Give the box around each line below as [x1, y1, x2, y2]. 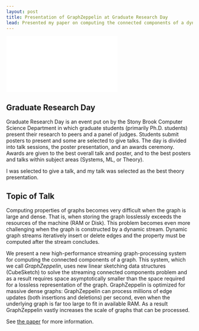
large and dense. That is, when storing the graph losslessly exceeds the [6, 213, 182, 220]
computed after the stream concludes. [6, 238, 99, 245]
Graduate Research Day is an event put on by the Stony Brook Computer [6, 118, 183, 125]
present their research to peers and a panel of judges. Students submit [6, 131, 179, 138]
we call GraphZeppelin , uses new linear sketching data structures [6, 262, 166, 269]
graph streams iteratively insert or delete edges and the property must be [6, 232, 185, 239]
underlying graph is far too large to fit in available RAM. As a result [6, 300, 168, 307]
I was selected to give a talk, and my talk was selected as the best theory [6, 167, 185, 175]
